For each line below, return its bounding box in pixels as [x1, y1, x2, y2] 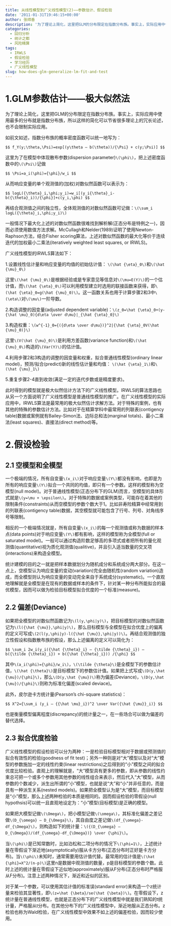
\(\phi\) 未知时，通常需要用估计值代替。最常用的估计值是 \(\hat [20, 853, 155, 859]
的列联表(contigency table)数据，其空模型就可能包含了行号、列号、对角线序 [5, 507, 164, 513]
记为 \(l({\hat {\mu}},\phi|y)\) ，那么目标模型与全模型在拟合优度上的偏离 [5, 624, 163, 630]
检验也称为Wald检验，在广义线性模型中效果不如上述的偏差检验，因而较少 [5, 909, 159, 915]
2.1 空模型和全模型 [5, 461, 63, 470]
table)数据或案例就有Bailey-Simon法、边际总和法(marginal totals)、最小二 [5, 412, 159, 418]
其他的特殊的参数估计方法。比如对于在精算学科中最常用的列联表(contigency [5, 406, 164, 412]
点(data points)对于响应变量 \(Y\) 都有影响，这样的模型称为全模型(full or [5, 531, 155, 537]
